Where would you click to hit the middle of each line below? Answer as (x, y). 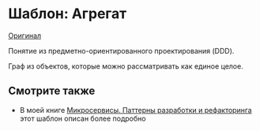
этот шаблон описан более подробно (83, 118)
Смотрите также (52, 91)
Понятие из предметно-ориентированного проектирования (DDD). (121, 51)
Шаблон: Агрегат (68, 14)
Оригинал (25, 36)
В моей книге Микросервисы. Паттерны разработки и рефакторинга (136, 110)
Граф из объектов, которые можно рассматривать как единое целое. (126, 66)
